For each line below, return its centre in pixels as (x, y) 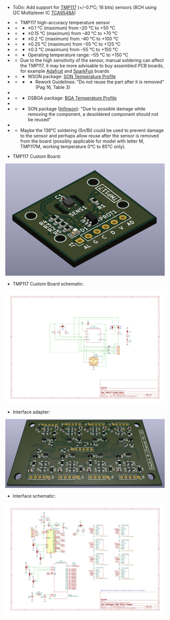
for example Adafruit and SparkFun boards (65, 71)
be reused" (39, 119)
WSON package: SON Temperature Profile (72, 76)
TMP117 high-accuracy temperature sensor (65, 23)
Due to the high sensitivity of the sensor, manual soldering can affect (92, 60)
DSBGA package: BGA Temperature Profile (72, 98)
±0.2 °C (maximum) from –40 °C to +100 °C (73, 39)
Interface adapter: (31, 412)
